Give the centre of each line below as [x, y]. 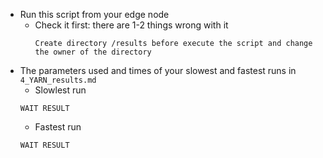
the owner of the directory [93, 52]
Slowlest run [60, 90]
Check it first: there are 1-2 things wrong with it [131, 25]
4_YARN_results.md [58, 80]
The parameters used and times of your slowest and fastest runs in [158, 70]
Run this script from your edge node [94, 14]
